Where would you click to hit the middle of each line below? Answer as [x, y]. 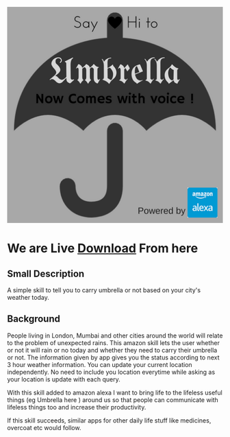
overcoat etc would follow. [44, 427]
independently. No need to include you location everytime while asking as [111, 372]
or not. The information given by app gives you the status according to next [113, 357]
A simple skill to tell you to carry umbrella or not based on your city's [104, 290]
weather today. [28, 297]
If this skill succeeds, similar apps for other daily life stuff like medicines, [109, 420]
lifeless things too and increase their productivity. [77, 407]
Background [34, 319]
